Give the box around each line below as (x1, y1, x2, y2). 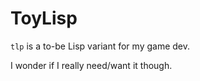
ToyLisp (10, 7, 78, 30)
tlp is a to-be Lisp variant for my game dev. (10, 40, 190, 52)
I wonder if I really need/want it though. (10, 59, 173, 71)
